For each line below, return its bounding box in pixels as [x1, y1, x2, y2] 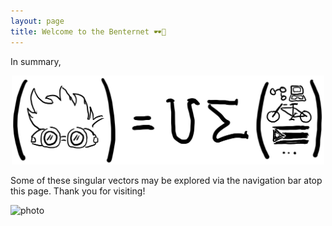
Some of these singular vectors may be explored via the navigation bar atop [10, 174, 323, 186]
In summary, [10, 55, 62, 67]
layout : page [10, 16, 65, 26]
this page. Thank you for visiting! [10, 185, 146, 197]
